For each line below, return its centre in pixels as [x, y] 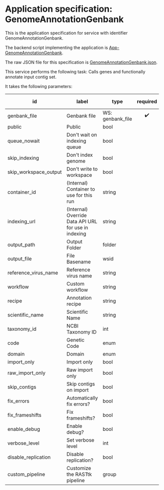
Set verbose [81, 440]
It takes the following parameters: [39, 86]
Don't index [80, 155]
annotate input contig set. [31, 77]
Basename [79, 261]
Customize [79, 468]
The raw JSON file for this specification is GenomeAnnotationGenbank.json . [81, 62]
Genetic [75, 340]
